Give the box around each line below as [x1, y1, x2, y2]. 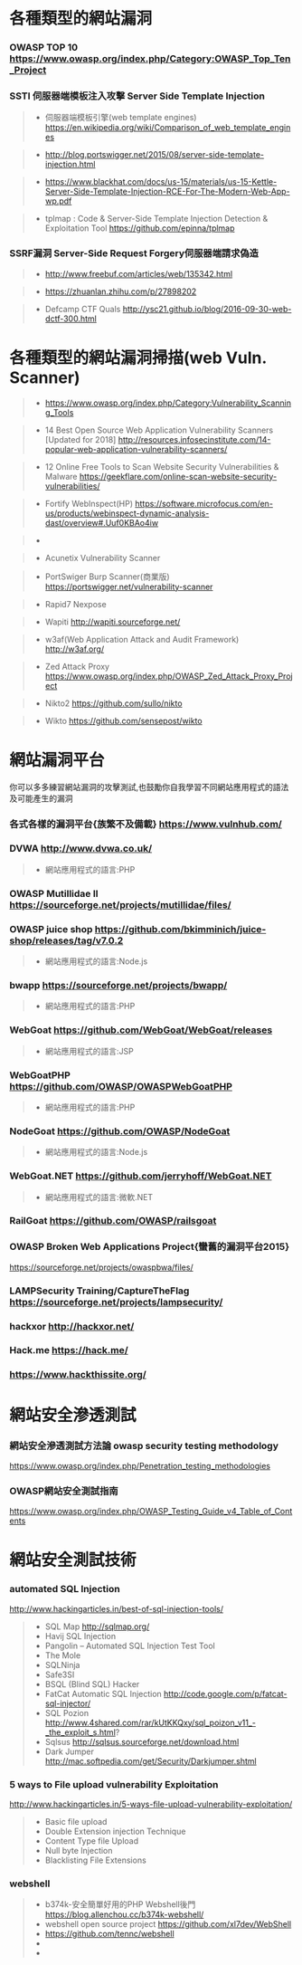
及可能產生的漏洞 [9, 793, 73, 804]
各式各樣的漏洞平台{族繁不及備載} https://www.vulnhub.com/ [9, 817, 282, 830]
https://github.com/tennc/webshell [44, 1929, 175, 1940]
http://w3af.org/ [44, 644, 105, 654]
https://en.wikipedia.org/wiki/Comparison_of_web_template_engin [44, 122, 291, 133]
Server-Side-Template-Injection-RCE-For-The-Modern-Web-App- [44, 186, 291, 197]
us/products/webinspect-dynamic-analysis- [44, 508, 210, 519]
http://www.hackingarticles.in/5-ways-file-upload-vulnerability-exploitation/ [9, 1798, 293, 1809]
